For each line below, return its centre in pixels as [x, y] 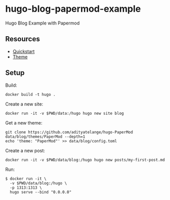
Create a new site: [24, 104]
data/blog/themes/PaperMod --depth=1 [45, 136]
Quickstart [23, 51]
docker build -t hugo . [31, 94]
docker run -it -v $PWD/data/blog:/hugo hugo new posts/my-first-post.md [85, 160]
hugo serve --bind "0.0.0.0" [41, 192]
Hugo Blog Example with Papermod [42, 23]
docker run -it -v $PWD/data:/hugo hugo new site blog [65, 113]
